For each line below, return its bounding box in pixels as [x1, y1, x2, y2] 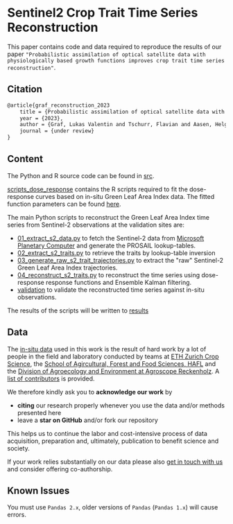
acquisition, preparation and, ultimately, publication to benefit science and [7, 437, 219, 445]
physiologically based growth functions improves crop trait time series [7, 57, 225, 64]
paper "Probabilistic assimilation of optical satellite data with [7, 50, 206, 58]
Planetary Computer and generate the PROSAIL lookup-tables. [17, 241, 196, 250]
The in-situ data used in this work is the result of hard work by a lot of [7, 344, 207, 353]
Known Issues [7, 485, 70, 497]
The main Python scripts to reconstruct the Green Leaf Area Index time [7, 213, 210, 221]
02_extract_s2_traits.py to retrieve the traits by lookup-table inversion [17, 248, 216, 257]
